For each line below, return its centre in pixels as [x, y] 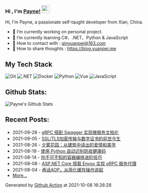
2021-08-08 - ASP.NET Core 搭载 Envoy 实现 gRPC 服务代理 [74, 163]
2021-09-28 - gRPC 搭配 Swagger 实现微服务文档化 [66, 132]
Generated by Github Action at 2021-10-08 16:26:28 [58, 185]
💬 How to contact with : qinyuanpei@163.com [59, 43]
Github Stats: [26, 92]
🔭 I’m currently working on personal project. [58, 32]
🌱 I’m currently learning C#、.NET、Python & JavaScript [70, 38]
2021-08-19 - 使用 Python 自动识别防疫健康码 [59, 151]
